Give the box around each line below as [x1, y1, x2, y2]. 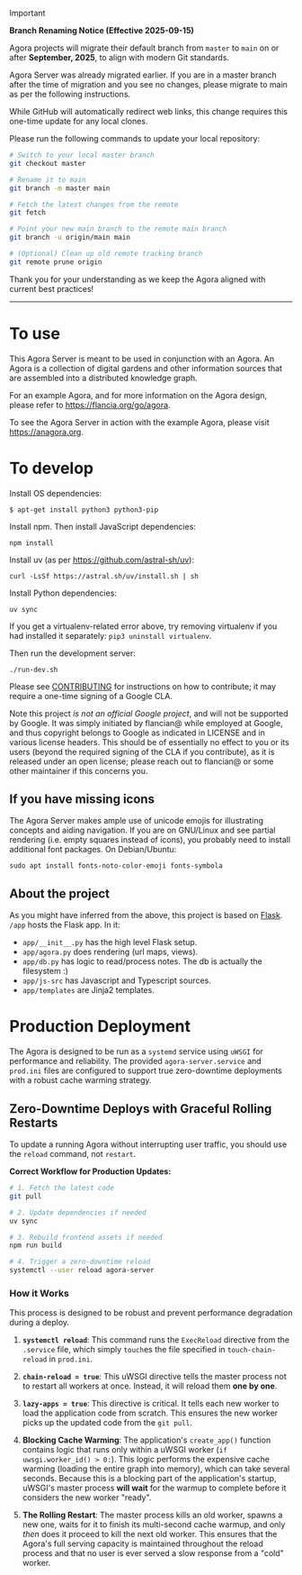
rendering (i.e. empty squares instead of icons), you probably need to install [9, 834, 290, 845]
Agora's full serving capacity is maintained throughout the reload [22, 1538, 263, 1549]
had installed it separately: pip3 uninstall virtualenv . [9, 630, 212, 641]
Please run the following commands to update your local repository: [9, 133, 261, 143]
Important [9, 8, 46, 18]
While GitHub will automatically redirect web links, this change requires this [9, 106, 288, 116]
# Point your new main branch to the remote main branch [9, 224, 227, 233]
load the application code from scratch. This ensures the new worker [22, 1407, 279, 1418]
